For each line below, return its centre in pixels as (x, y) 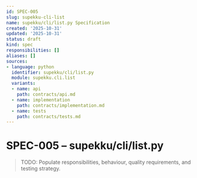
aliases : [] (21, 56)
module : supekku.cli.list (44, 78)
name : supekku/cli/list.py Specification (58, 23)
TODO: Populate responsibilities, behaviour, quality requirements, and (106, 162)
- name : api (26, 89)
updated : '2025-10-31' (34, 34)
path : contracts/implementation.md (61, 105)
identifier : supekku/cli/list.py (53, 72)
